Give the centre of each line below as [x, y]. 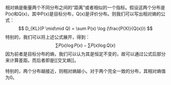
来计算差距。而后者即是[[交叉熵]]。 [42, 60]
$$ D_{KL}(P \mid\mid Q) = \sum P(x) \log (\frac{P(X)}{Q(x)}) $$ [85, 29]
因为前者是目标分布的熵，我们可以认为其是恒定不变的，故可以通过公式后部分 [85, 54]
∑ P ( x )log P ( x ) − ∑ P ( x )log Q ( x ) [85, 45]
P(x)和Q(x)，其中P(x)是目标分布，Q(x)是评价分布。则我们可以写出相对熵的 [83, 14]
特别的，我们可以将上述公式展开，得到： [48, 37]
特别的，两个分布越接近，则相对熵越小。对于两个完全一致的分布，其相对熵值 [85, 71]
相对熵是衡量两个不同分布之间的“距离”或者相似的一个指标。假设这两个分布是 [85, 7]
